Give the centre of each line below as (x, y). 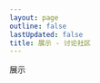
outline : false (38, 26)
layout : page (34, 18)
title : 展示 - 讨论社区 (50, 43)
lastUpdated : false (46, 34)
